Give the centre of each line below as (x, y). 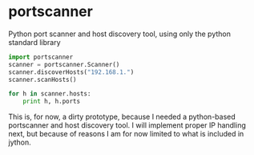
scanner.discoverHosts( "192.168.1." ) (71, 72)
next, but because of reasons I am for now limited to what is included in (126, 134)
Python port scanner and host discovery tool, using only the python (119, 34)
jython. (20, 142)
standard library (34, 42)
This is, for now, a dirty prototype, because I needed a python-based (122, 117)
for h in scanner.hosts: (50, 94)
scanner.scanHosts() (43, 80)
